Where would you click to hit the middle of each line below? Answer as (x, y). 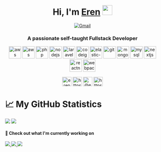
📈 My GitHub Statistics (54, 104)
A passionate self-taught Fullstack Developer (82, 38)
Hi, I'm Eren (77, 12)
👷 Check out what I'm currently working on (50, 133)
